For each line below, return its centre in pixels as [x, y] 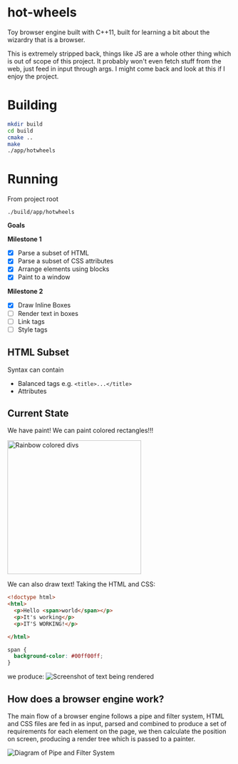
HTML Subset [38, 353]
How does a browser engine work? [86, 699]
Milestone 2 [25, 291]
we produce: [26, 677]
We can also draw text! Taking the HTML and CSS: [81, 584]
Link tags [31, 321]
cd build [20, 131]
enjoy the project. [33, 76]
